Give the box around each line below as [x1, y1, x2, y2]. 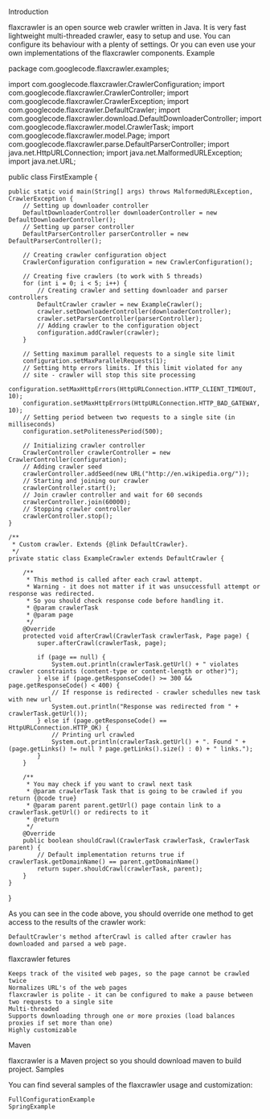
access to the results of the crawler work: [8, 917, 146, 926]
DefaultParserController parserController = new [22, 230, 189, 238]
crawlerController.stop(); [22, 512, 113, 520]
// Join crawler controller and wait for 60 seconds [22, 491, 203, 499]
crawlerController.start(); [22, 484, 117, 492]
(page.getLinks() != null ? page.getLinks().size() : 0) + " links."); [8, 745, 253, 753]
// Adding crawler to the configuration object [37, 322, 199, 330]
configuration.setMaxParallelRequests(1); [22, 357, 167, 365]
